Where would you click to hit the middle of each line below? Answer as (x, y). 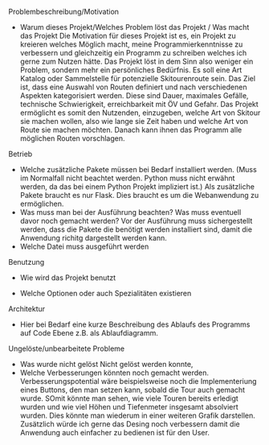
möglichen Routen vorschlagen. (72, 138)
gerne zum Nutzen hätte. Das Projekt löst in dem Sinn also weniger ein (137, 61)
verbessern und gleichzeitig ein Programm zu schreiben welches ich (133, 53)
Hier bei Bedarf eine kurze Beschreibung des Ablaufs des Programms (135, 324)
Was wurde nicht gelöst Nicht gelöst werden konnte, (106, 364)
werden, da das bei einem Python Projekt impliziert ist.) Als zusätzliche (137, 187)
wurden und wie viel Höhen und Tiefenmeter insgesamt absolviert (129, 407)
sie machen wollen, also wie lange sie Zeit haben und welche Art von (134, 121)
